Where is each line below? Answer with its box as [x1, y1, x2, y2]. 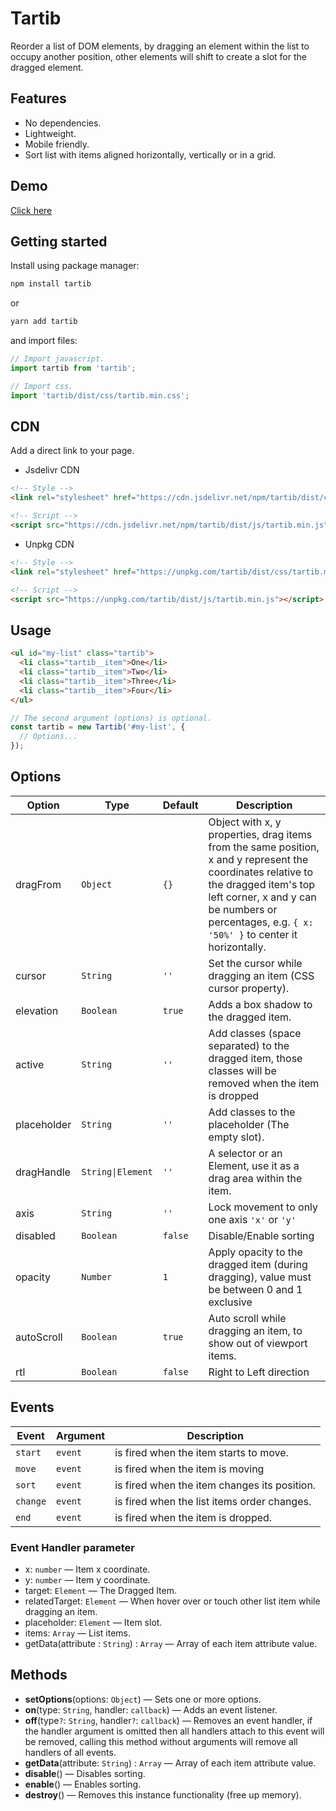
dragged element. [10, 61, 84, 73]
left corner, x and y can [208, 890, 317, 904]
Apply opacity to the [208, 1245, 303, 1259]
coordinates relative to [208, 865, 313, 879]
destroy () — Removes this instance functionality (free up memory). [24, 1788, 302, 1801]
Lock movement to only [208, 1200, 319, 1214]
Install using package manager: [10, 260, 140, 272]
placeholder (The [208, 1117, 290, 1131]
